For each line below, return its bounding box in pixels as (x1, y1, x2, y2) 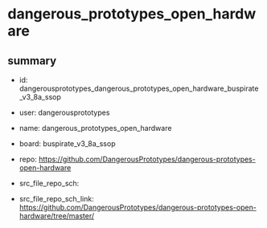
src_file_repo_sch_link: (18, 194, 94, 203)
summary (7, 54, 57, 67)
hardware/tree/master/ (18, 211, 95, 221)
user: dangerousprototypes (18, 108, 110, 117)
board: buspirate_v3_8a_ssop (18, 139, 116, 149)
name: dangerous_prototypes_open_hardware (18, 124, 172, 132)
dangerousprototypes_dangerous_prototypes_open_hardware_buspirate (18, 83, 259, 93)
